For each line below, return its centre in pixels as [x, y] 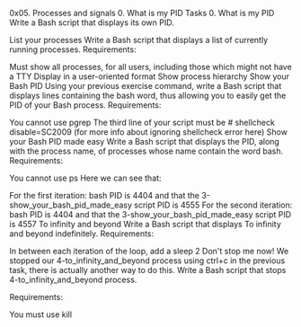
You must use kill [41, 314]
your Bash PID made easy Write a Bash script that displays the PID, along [145, 141]
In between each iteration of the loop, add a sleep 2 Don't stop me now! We [149, 251]
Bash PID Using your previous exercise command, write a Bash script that [146, 86]
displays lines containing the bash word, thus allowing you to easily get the [148, 95]
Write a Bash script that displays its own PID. [92, 22]
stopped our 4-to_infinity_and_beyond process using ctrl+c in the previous [147, 261]
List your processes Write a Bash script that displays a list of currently [139, 40]
